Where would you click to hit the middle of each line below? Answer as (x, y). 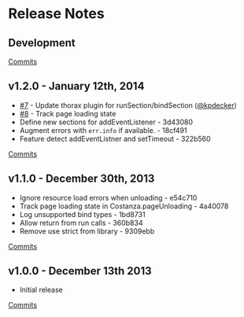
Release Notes (56, 14)
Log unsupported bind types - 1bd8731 (82, 214)
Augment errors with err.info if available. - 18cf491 (103, 130)
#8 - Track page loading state (68, 113)
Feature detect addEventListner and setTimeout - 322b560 (115, 138)
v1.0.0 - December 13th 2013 (80, 271)
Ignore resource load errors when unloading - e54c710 (108, 197)
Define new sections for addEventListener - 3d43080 (106, 122)
